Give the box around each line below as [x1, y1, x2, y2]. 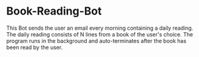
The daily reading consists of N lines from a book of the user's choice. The [6, 30, 193, 38]
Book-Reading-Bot [6, 4, 102, 18]
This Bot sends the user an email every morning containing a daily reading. [6, 24, 194, 32]
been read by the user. [6, 44, 63, 51]
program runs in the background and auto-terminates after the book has [6, 37, 187, 44]
